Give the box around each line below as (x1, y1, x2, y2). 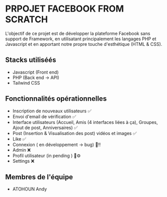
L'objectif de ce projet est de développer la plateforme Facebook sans (5, 30, 150, 36)
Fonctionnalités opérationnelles (5, 94, 107, 103)
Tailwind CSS (12, 80, 40, 86)
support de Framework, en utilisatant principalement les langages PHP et (5, 36, 156, 42)
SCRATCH (5, 14, 48, 25)
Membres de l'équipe (5, 172, 73, 181)
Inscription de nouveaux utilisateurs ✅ (12, 108, 92, 114)
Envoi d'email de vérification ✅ (12, 113, 76, 119)
